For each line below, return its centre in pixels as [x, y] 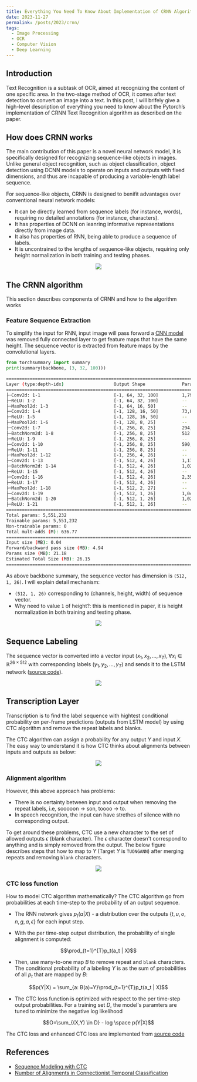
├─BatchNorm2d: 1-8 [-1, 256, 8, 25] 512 [98, 433]
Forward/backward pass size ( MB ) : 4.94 [55, 548]
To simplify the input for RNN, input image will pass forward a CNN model [95, 333]
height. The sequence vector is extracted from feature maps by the [87, 346]
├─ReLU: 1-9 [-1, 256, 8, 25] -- [97, 439]
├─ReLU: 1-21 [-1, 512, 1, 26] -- [97, 505]
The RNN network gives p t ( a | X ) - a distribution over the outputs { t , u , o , [100, 915]
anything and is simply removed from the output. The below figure [86, 845]
